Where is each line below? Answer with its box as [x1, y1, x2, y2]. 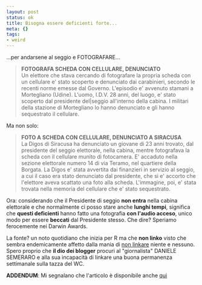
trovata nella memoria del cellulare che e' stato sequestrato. [21, 185, 171, 192]
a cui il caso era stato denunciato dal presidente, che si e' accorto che [21, 172, 197, 179]
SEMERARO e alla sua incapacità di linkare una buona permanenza [6, 254, 172, 261]
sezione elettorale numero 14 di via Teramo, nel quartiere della [21, 160, 177, 166]
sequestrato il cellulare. [21, 110, 80, 117]
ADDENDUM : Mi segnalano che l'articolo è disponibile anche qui [6, 272, 168, 279]
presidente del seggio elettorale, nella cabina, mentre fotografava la [21, 146, 190, 154]
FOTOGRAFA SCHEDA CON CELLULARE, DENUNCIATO [21, 65, 161, 73]
